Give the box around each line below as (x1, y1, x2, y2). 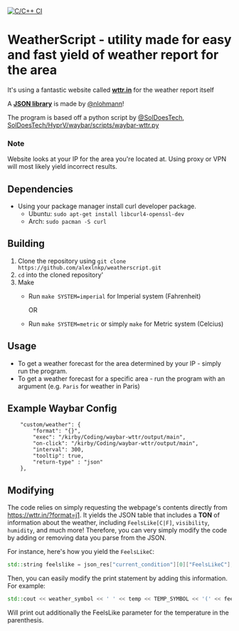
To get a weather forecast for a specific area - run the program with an (17, 374, 225, 383)
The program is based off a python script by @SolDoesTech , (7, 113, 185, 121)
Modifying (7, 484, 55, 496)
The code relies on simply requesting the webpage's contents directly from (7, 503, 228, 512)
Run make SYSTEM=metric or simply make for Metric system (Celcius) (28, 319, 224, 328)
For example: (7, 582, 46, 590)
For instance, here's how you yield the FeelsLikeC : (7, 548, 155, 556)
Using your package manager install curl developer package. (17, 202, 197, 210)
